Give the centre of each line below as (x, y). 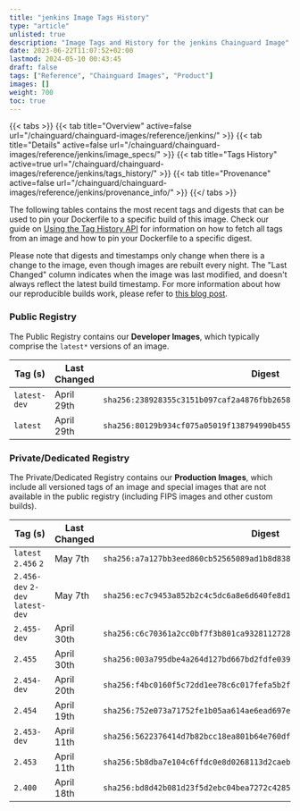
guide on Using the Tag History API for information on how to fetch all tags (146, 229)
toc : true (28, 101)
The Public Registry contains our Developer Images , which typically (135, 336)
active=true (30, 164)
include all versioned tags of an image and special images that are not (138, 486)
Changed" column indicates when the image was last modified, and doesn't (148, 275)
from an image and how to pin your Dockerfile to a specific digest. (131, 239)
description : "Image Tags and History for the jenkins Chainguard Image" (150, 42)
